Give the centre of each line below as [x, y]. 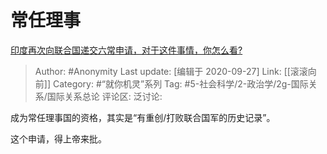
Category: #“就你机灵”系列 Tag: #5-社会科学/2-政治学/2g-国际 [180, 83]
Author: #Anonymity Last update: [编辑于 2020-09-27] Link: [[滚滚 [171, 71]
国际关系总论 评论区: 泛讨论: [104, 96]
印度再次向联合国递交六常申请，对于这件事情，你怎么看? [126, 50]
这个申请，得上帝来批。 [58, 138]
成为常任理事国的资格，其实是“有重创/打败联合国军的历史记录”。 [143, 117]
